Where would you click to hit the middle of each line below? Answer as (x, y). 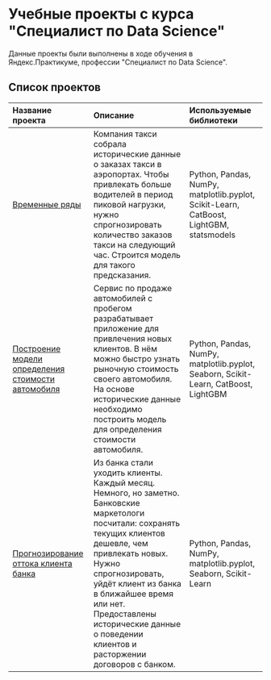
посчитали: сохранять (136, 523)
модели (27, 358)
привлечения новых (132, 338)
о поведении (118, 634)
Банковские (117, 503)
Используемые (220, 110)
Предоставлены (125, 614)
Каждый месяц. (124, 482)
